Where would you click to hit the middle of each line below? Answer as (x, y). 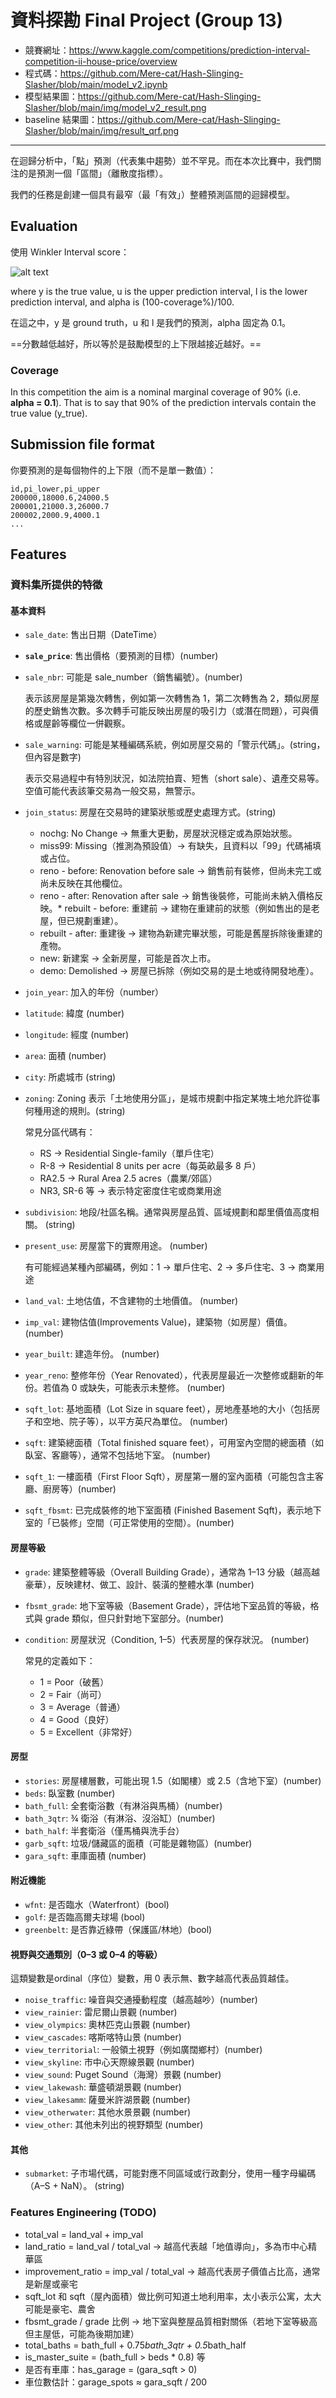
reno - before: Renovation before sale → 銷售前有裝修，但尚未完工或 (180, 871)
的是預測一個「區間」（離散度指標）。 (93, 173)
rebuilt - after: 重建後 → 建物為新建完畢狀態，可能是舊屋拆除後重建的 (181, 933)
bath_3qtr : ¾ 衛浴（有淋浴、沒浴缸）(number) (120, 1818)
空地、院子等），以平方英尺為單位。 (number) (135, 1422)
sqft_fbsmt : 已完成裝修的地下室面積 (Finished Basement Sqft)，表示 (164, 1510)
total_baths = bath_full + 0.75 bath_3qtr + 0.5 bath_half (135, 2345)
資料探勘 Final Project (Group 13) (147, 20)
